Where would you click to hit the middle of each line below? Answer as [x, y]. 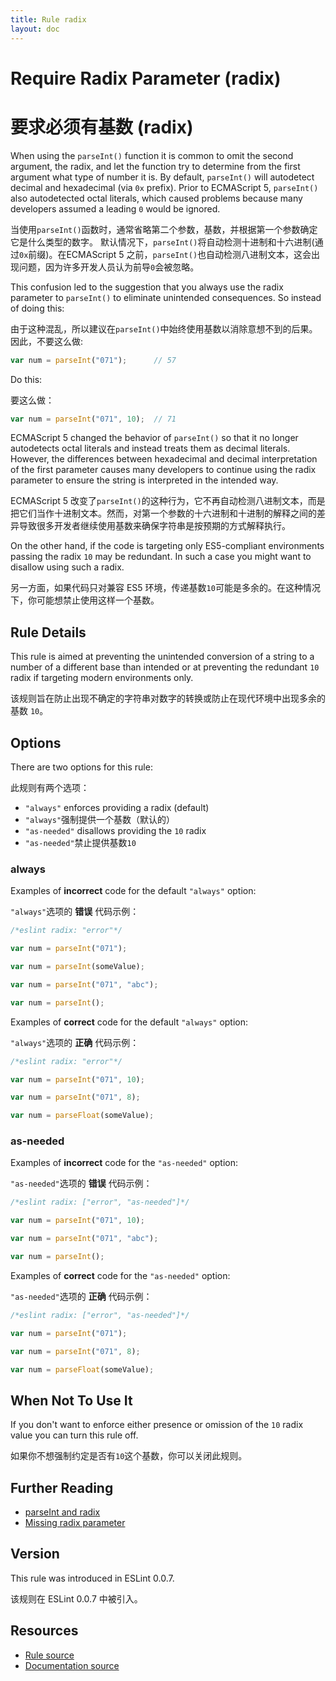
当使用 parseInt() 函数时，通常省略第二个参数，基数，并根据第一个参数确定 [164, 229]
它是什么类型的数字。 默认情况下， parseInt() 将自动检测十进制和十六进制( [162, 242]
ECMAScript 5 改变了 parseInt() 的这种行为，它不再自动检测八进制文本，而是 [168, 501]
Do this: [26, 379]
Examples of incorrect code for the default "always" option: [133, 891]
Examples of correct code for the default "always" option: [129, 1022]
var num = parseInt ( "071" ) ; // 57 [93, 360]
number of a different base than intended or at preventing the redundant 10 [165, 667]
